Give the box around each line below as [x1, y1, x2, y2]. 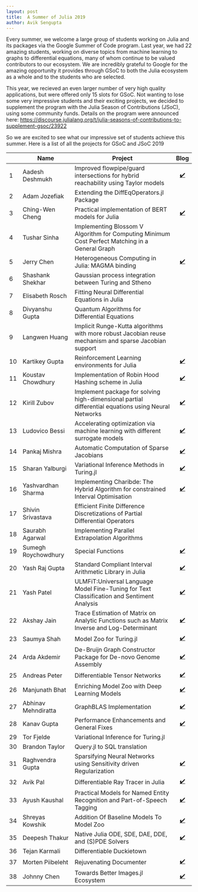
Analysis [74, 600, 98, 608]
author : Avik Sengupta [6, 19, 62, 25]
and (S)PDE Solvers [74, 838, 130, 846]
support [74, 344, 97, 352]
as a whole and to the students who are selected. [6, 73, 126, 80]
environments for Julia [74, 361, 137, 370]
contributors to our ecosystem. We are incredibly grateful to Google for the [6, 61, 188, 68]
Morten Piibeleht [22, 858, 69, 866]
